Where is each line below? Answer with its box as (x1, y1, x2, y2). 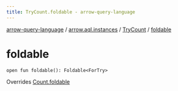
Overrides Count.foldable (6, 78, 70, 86)
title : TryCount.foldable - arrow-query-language (6, 9, 136, 15)
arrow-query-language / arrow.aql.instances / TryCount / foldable (6, 26, 172, 33)
